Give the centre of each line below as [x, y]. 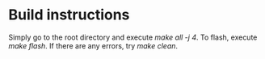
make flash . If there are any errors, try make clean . [93, 45]
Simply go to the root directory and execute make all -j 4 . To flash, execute [133, 37]
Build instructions [69, 15]
